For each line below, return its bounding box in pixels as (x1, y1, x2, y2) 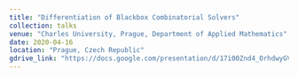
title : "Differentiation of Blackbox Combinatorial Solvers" (9, 12, 240, 22)
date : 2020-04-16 (9, 37, 74, 47)
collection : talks (9, 21, 77, 30)
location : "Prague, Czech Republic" (9, 46, 145, 55)
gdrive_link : (9, 54, 58, 63)
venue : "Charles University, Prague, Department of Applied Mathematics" (9, 29, 288, 38)
